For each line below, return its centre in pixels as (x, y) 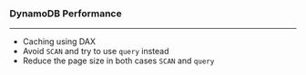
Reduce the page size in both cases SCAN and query (118, 61)
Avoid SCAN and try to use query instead (96, 52)
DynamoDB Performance (66, 14)
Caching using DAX (59, 42)
